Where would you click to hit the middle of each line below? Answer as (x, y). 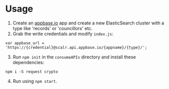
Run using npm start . (35, 81)
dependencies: (28, 62)
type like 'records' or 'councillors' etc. (53, 28)
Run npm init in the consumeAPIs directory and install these (74, 57)
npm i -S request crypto (32, 72)
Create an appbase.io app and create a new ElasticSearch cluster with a (88, 23)
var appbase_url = (25, 43)
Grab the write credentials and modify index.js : (63, 34)
